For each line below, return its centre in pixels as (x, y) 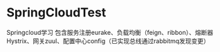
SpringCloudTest (56, 13)
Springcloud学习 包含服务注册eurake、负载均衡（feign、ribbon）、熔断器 (110, 32)
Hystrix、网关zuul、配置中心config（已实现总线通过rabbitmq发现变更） (108, 41)
